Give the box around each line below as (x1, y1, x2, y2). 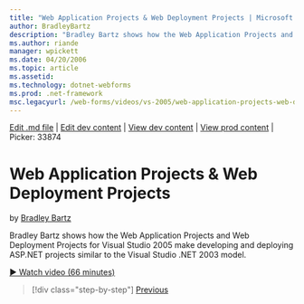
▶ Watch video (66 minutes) (9, 267, 116, 278)
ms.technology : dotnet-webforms (9, 81, 131, 90)
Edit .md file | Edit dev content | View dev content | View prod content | (9, 122, 274, 133)
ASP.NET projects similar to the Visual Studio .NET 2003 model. (9, 250, 247, 261)
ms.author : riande (9, 38, 79, 48)
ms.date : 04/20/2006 (9, 55, 88, 64)
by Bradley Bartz (9, 213, 71, 223)
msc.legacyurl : (9, 97, 67, 107)
